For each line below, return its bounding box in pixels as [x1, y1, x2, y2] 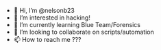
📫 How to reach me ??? [13, 36, 82, 43]
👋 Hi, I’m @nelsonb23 [13, 7, 75, 14]
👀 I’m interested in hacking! [13, 14, 90, 22]
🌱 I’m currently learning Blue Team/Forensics [13, 21, 140, 28]
